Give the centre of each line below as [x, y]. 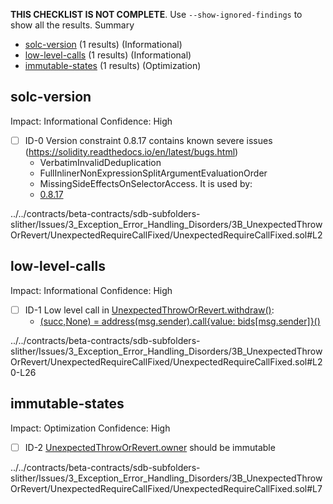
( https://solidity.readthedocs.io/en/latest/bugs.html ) [131, 151]
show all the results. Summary [72, 25]
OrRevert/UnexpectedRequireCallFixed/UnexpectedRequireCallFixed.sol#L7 [166, 488]
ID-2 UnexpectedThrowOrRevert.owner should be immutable [150, 447]
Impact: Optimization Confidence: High [90, 428]
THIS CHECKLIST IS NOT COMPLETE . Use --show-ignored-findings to [156, 14]
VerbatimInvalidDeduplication [100, 162]
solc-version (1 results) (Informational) [103, 44]
